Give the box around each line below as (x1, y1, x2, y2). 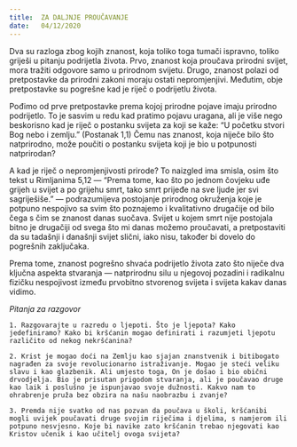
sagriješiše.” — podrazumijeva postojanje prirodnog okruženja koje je (9, 193, 262, 204)
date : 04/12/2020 (9, 21, 82, 30)
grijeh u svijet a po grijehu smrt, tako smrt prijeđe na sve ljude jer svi (9, 184, 259, 195)
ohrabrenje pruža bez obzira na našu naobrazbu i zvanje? (9, 390, 228, 400)
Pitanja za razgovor (9, 303, 82, 314)
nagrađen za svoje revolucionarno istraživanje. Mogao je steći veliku (9, 359, 279, 369)
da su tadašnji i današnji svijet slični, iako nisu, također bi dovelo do (9, 231, 255, 242)
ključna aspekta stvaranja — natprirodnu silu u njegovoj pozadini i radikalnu (9, 267, 285, 278)
